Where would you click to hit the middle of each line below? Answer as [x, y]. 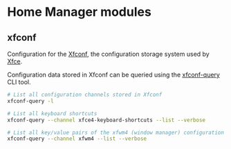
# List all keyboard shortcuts [52, 113]
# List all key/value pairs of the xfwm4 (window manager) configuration [116, 132]
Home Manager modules [80, 12]
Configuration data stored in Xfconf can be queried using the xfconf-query [113, 74]
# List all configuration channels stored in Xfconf [85, 95]
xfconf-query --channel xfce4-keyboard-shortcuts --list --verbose [107, 120]
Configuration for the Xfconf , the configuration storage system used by [108, 54]
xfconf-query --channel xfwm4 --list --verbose [77, 139]
